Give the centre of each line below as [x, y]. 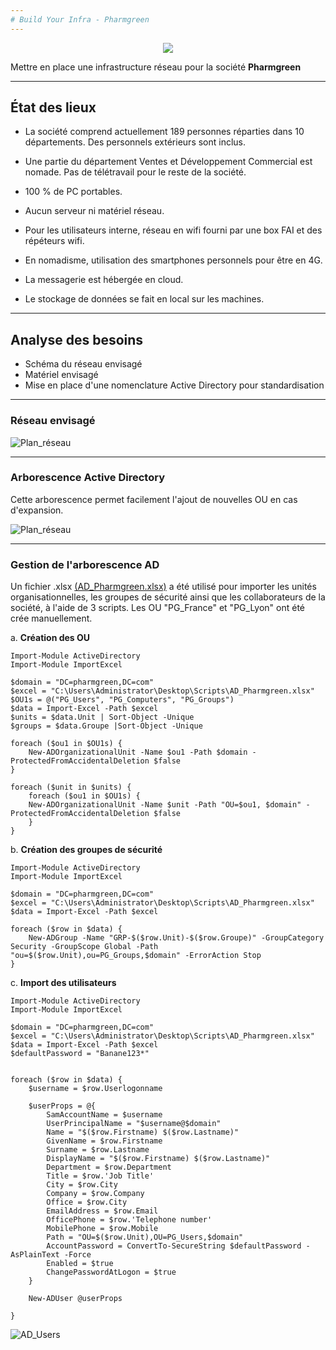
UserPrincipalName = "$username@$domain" [134, 1124]
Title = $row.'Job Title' [100, 1176]
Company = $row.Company [95, 1194]
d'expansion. [37, 510]
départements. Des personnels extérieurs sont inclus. [135, 142]
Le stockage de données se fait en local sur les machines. [144, 299]
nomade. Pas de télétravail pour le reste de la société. [135, 172]
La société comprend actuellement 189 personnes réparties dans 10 [164, 132]
